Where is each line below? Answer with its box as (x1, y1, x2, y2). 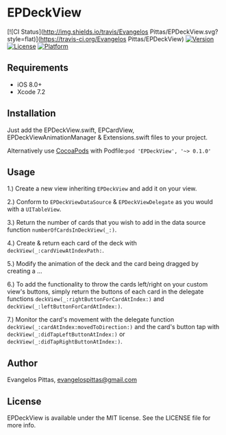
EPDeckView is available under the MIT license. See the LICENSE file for (7, 414, 211, 422)
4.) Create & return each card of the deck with (7, 239, 137, 247)
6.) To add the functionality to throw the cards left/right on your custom (7, 280, 208, 289)
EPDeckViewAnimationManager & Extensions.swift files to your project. (7, 133, 208, 142)
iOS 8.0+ (16, 80, 42, 89)
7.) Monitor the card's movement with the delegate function (7, 315, 175, 324)
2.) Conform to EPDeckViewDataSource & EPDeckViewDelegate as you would (7, 198, 214, 206)
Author (7, 357, 38, 369)
